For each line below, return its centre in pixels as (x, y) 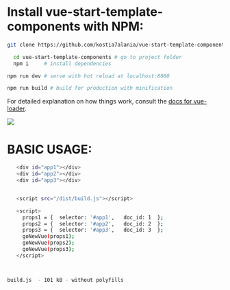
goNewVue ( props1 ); (49, 237)
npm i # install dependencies (62, 63)
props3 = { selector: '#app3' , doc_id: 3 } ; (93, 230)
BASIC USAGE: (50, 149)
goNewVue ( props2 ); (49, 243)
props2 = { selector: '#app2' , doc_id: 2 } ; (93, 223)
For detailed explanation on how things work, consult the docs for (100, 101)
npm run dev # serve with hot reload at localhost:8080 (88, 76)
